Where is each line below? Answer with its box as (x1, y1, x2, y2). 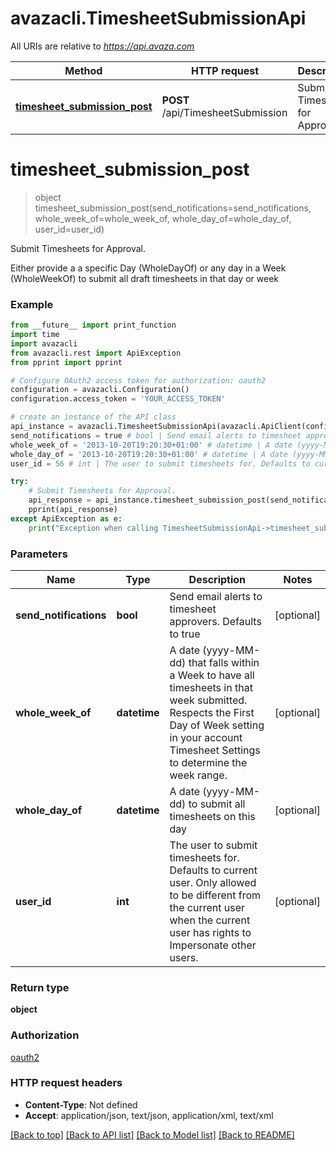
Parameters (10, 547, 68, 561)
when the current (169, 913, 251, 927)
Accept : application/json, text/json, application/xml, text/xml (24, 1109, 274, 1121)
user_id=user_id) (34, 223, 105, 235)
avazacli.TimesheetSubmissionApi (10, 7, 307, 30)
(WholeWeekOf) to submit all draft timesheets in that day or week (10, 272, 279, 284)
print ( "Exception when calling (28, 523, 159, 533)
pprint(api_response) (28, 505, 118, 515)
